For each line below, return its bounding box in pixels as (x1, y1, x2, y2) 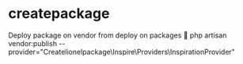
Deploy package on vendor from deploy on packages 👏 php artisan (8, 30, 227, 40)
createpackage (8, 5, 110, 23)
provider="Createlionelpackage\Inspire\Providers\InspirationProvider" (8, 47, 236, 56)
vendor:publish (8, 38, 58, 48)
